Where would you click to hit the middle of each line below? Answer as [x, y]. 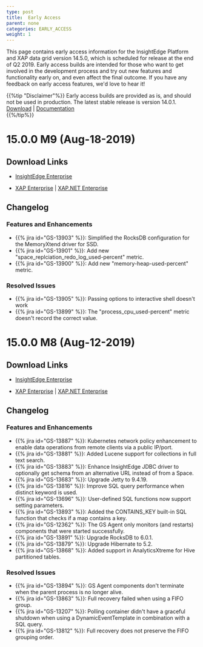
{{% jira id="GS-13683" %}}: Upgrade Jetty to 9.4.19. [81, 479]
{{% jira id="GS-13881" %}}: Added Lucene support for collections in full [106, 454]
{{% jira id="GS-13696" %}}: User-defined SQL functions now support [103, 498]
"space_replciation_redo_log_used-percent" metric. [79, 257]
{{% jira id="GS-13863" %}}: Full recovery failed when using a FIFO [99, 598]
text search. [30, 460]
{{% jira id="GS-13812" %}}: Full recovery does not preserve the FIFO [102, 631]
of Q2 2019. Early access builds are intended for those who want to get [95, 65]
